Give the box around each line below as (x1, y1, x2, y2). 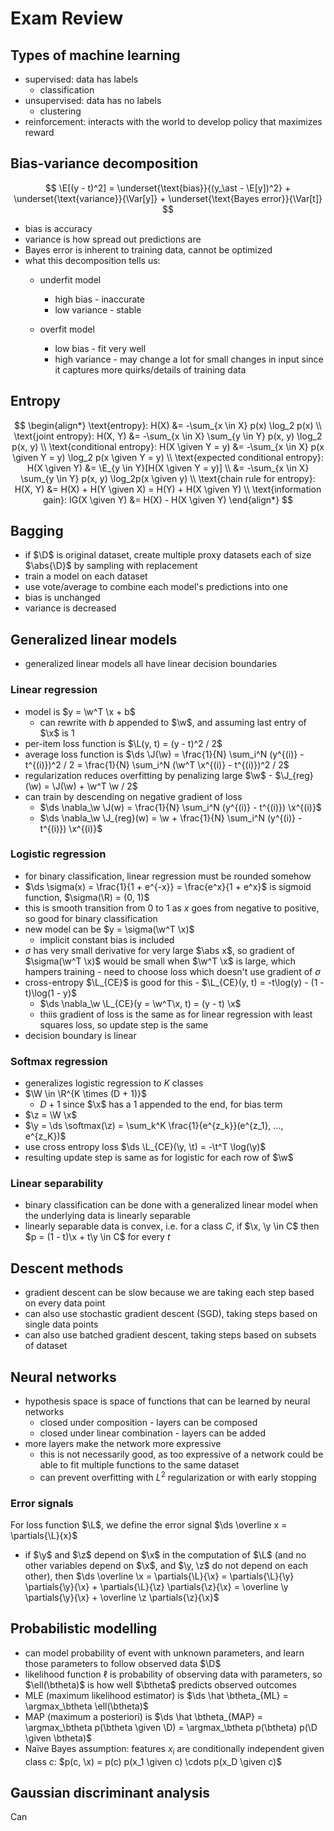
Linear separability (10, 1177, 104, 1191)
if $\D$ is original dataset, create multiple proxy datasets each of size (24, 549, 312, 561)
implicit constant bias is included (39, 933, 175, 946)
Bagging (10, 523, 64, 540)
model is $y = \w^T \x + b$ (24, 705, 136, 717)
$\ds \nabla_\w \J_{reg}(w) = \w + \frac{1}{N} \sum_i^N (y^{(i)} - (39, 812, 303, 824)
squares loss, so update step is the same (39, 1018, 209, 1031)
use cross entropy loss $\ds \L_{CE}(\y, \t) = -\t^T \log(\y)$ (24, 1141, 267, 1153)
